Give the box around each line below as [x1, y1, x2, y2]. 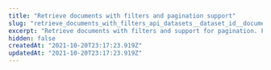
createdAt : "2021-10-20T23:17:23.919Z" [8, 42, 143, 50]
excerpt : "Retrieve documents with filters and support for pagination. [8, 27, 258, 35]
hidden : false [8, 34, 56, 43]
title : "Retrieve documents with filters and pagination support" [8, 11, 236, 20]
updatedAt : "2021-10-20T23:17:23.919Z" [8, 49, 143, 57]
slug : [8, 19, 27, 27]
